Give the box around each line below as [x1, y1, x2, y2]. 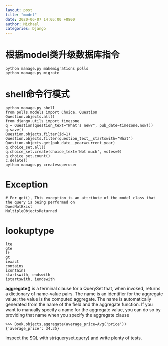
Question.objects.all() [5, 114, 55, 119]
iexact [5, 259, 19, 264]
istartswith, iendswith [5, 276, 55, 282]
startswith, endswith [5, 272, 51, 277]
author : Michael [5, 21, 39, 27]
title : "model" [5, 12, 37, 17]
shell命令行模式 [5, 89, 70, 100]
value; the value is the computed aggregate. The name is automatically [5, 296, 152, 302]
